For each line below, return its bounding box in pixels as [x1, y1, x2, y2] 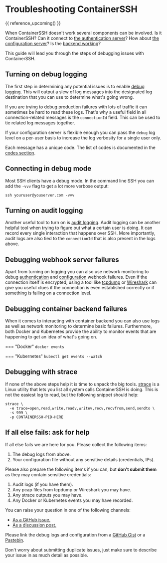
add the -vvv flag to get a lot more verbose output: [5, 183, 109, 189]
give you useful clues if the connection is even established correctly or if [5, 285, 155, 291]
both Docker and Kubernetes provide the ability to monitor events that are [5, 328, 157, 334]
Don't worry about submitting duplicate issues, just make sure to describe [5, 546, 157, 552]
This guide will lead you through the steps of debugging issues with [5, 50, 145, 56]
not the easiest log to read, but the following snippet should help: [5, 392, 139, 398]
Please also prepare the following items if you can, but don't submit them [5, 466, 157, 472]
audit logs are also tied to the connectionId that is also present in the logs [5, 236, 156, 242]
